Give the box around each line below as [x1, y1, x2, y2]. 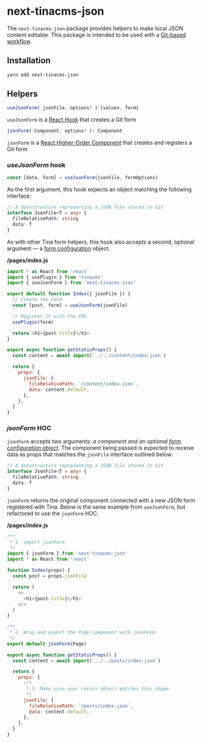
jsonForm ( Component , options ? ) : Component [7, 128, 123, 134]
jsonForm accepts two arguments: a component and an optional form [7, 437, 181, 445]
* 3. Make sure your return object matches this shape [26, 686, 169, 692]
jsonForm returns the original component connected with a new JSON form [7, 496, 195, 504]
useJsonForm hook [7, 161, 66, 169]
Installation [7, 55, 51, 66]
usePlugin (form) [12, 319, 54, 325]
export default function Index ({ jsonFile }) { [7, 291, 131, 297]
